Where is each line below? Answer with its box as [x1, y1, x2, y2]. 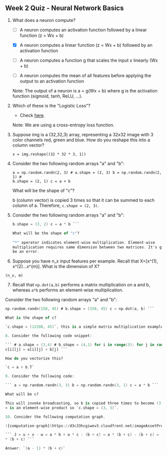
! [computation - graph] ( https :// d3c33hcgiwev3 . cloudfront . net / [5, 423, 135, 428]
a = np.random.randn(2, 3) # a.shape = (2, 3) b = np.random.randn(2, [12, 170, 162, 176]
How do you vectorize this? [5, 356, 64, 361]
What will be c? [5, 392, 39, 397]
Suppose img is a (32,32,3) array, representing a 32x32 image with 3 [12, 132, 154, 138]
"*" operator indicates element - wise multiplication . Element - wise [12, 240, 156, 245]
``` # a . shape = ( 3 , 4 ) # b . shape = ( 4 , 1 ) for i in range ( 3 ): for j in [5, 342, 155, 347]
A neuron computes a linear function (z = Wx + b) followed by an [19, 42, 153, 48]
